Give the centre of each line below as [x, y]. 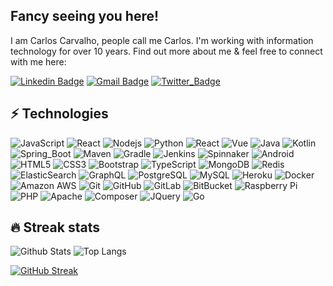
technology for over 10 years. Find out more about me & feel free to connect [166, 51]
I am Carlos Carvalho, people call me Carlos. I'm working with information [162, 40]
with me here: [38, 61]
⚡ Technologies [59, 114]
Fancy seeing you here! [85, 16]
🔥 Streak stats [55, 227]
